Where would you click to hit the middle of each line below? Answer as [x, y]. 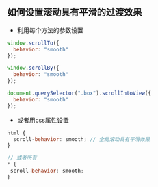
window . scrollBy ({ [33, 68]
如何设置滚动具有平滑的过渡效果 [75, 12]
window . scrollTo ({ [33, 43]
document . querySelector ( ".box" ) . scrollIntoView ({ [79, 93]
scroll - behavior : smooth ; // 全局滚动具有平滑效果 [82, 139]
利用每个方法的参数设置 [50, 30]
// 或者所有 [22, 158]
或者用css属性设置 [43, 120]
